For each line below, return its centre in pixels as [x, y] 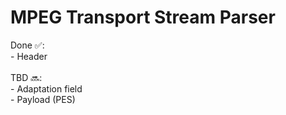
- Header [29, 56]
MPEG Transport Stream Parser [143, 17]
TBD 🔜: [26, 77]
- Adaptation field [46, 88]
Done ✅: [27, 45]
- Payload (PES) [43, 99]
